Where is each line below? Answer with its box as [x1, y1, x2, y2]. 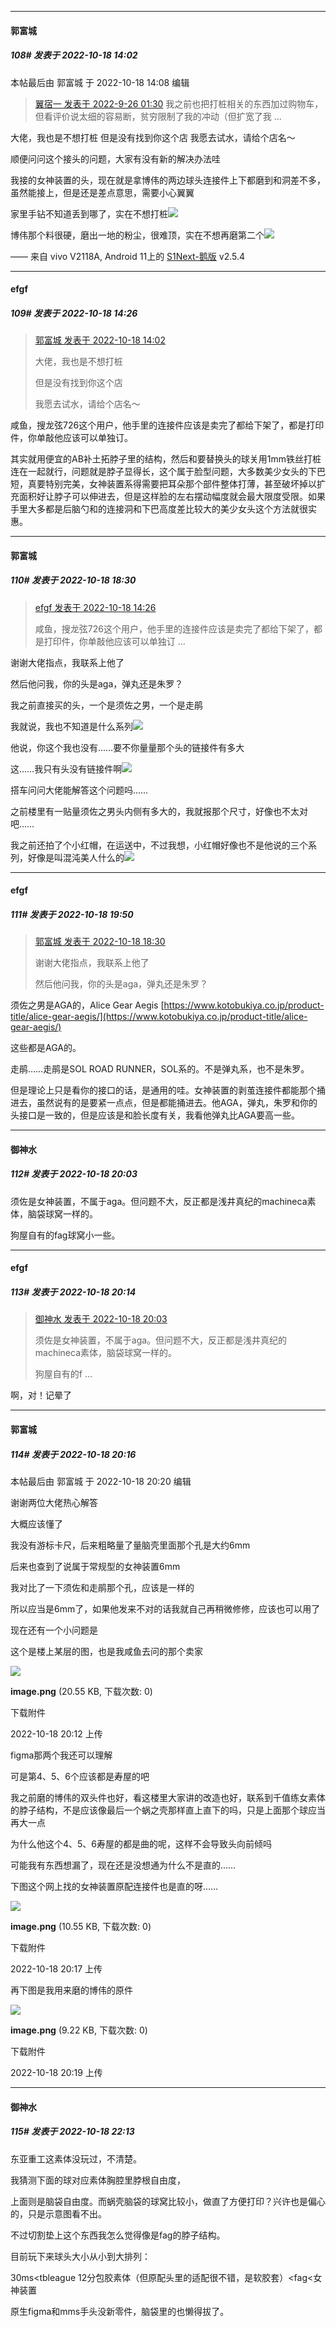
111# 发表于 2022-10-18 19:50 [10, 908, 134, 920]
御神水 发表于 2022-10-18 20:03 [34, 1313, 168, 1325]
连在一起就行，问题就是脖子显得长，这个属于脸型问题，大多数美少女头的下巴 [10, 466, 326, 478]
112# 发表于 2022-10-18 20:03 [10, 1168, 138, 1180]
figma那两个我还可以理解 [10, 1749, 113, 1761]
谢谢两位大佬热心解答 [10, 1496, 98, 1508]
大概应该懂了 [10, 1517, 63, 1530]
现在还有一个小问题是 [10, 1624, 98, 1636]
